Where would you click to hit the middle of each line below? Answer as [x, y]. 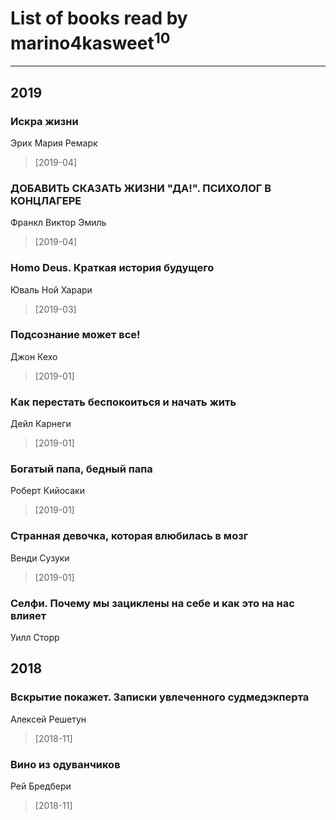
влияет [28, 615]
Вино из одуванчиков [65, 764]
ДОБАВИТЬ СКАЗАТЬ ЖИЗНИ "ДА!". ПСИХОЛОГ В [141, 188]
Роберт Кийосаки [47, 491]
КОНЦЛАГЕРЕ [46, 200]
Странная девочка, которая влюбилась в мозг [129, 536]
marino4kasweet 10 [90, 41]
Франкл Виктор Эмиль [58, 223]
